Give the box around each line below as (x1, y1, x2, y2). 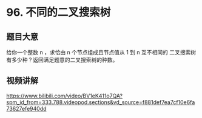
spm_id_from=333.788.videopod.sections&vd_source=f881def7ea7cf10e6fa (6, 98, 195, 106)
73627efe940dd (6, 105, 47, 112)
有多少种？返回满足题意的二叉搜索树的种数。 (6, 56, 118, 64)
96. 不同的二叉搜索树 (6, 5, 111, 19)
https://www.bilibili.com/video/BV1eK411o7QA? (6, 92, 123, 99)
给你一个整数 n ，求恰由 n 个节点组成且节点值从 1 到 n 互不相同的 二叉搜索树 (6, 49, 196, 56)
